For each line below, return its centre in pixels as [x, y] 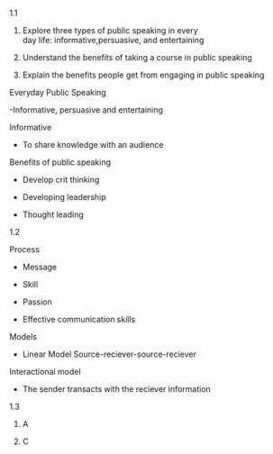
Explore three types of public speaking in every [110, 30]
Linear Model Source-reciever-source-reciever [109, 354]
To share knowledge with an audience [93, 145]
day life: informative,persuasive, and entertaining [113, 40]
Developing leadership [64, 197]
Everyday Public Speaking [58, 92]
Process [25, 250]
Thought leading [53, 214]
